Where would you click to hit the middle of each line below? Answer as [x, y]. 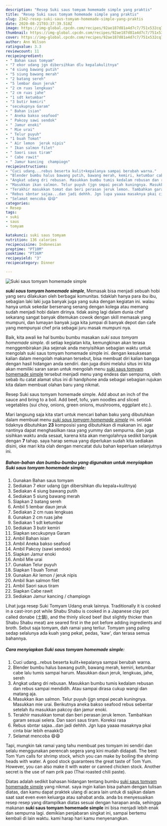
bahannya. [16, 638]
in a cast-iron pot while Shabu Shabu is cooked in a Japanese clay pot [77, 611]
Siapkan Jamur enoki [34, 554]
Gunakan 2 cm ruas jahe [38, 517]
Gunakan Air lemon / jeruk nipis [45, 575]
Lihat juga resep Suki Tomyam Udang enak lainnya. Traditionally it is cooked [83, 606]
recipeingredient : [25, 56]
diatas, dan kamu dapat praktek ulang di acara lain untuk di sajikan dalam [81, 792]
